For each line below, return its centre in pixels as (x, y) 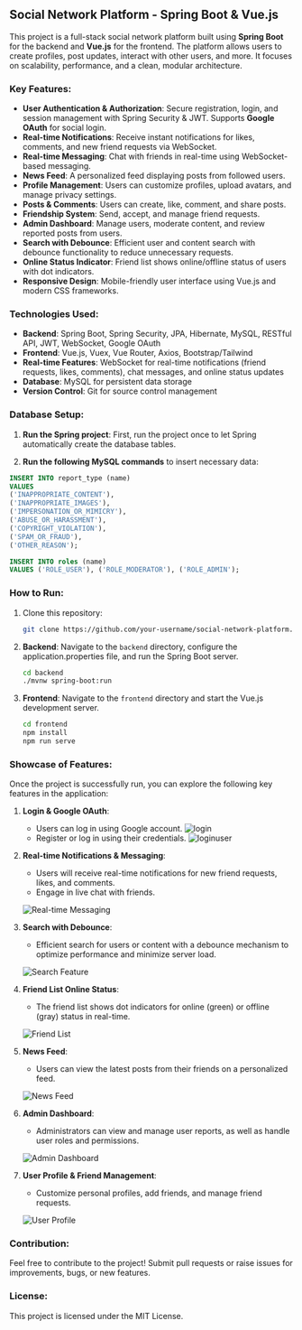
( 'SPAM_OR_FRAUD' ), (46, 536)
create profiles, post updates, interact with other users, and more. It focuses (151, 56)
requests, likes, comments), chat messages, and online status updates (153, 372)
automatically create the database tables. (99, 444)
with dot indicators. (58, 272)
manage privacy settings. (69, 195)
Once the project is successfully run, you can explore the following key (141, 784)
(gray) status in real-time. (83, 1017)
